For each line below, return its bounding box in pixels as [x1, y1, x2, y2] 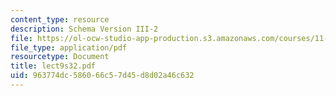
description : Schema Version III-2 [10, 24, 159, 34]
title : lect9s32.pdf [10, 61, 97, 71]
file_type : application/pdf [10, 42, 128, 53]
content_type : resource [10, 14, 110, 25]
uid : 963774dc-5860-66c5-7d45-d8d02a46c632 [10, 71, 195, 81]
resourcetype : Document [10, 52, 110, 62]
